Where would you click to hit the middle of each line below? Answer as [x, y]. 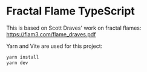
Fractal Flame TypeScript [70, 11]
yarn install [23, 57]
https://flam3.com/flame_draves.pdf [51, 34]
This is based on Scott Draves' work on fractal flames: [74, 28]
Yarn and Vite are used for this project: [54, 46]
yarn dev [17, 63]
